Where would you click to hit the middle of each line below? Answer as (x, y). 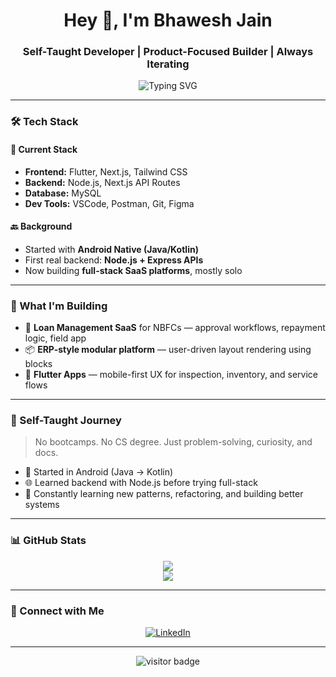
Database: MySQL (63, 193)
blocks (38, 364)
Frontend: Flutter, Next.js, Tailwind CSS (106, 171)
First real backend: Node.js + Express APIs (114, 260)
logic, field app (55, 338)
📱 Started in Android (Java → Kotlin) (99, 472)
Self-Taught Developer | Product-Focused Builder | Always (168, 52)
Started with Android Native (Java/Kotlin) (111, 249)
